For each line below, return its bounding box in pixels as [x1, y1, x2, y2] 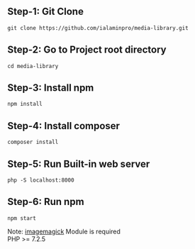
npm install [7, 101, 43, 108]
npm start [7, 214, 37, 222]
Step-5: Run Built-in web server [7, 157, 150, 170]
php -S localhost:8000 [7, 177, 74, 184]
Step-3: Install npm [7, 82, 94, 94]
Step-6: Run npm [7, 196, 84, 208]
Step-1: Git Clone [7, 6, 84, 18]
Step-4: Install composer [7, 120, 121, 132]
